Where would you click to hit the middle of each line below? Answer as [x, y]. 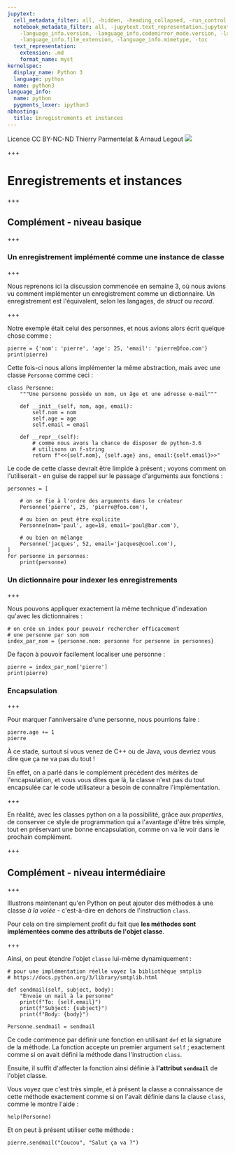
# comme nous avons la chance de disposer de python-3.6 [117, 443]
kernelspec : [24, 66]
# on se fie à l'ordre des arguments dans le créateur [101, 501]
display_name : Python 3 [48, 72]
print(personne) [44, 562]
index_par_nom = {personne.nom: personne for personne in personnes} [111, 641]
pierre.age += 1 [31, 732]
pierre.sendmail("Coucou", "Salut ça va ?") [73, 1143]
